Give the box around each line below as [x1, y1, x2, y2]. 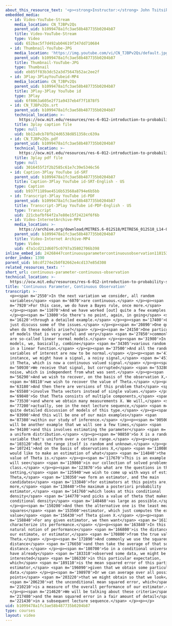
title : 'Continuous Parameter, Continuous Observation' [5, 284, 127, 289]
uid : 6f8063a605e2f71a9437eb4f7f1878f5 [14, 98, 100, 103]
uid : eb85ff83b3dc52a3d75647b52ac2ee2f [14, 70, 100, 75]
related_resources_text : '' [5, 265, 66, 270]
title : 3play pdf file [14, 155, 63, 160]
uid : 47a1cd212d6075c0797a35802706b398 [14, 246, 100, 251]
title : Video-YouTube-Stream [14, 31, 77, 36]
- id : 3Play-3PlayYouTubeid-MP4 [10, 74, 79, 79]
